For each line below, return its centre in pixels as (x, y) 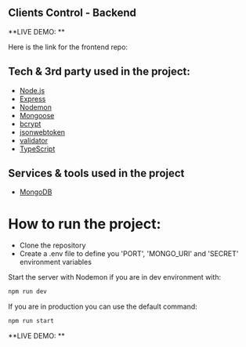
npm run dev (27, 292)
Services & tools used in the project (96, 173)
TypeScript (37, 149)
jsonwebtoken (42, 132)
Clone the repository (52, 245)
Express (33, 99)
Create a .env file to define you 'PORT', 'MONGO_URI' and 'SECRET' (129, 254)
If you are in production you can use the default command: (103, 307)
